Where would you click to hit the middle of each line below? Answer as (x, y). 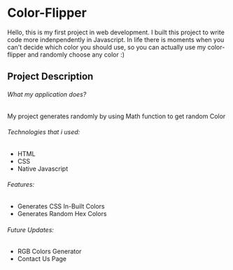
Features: (21, 185)
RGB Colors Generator (49, 251)
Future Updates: (31, 229)
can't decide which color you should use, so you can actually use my (107, 47)
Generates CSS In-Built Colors (61, 206)
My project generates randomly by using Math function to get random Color (116, 116)
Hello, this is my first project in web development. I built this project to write (116, 32)
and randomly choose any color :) (76, 55)
